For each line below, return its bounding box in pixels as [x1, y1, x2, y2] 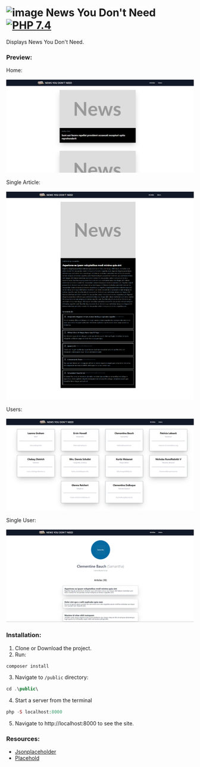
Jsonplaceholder [14, 748, 57, 755]
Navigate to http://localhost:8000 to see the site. [14, 719, 134, 727]
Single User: [6, 517, 36, 524]
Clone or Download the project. [14, 644, 92, 651]
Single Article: [6, 179, 40, 186]
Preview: [6, 53, 33, 61]
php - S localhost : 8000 [6, 709, 62, 715]
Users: [6, 406, 23, 413]
